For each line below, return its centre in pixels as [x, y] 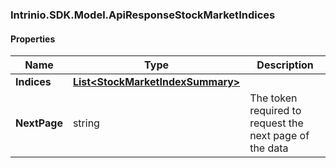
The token [273, 98]
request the [276, 123]
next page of [279, 136]
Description [285, 65]
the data [269, 148]
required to [275, 111]
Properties [33, 39]
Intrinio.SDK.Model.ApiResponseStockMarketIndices [143, 15]
